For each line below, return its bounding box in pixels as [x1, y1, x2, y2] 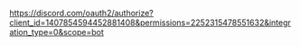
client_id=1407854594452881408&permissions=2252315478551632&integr [9, 17, 292, 28]
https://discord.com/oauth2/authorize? [9, 8, 154, 18]
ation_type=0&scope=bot [9, 27, 104, 37]
